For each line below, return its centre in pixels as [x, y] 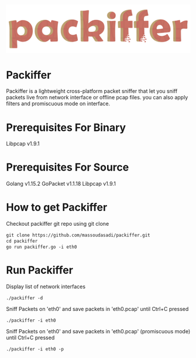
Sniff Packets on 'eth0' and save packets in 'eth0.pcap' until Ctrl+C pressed [97, 309]
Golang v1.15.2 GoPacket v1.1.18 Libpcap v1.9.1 [61, 184]
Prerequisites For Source [68, 167]
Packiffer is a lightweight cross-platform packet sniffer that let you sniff [92, 91]
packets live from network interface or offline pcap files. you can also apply [97, 98]
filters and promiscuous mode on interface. [58, 103]
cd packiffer [22, 241]
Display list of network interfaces [46, 287]
